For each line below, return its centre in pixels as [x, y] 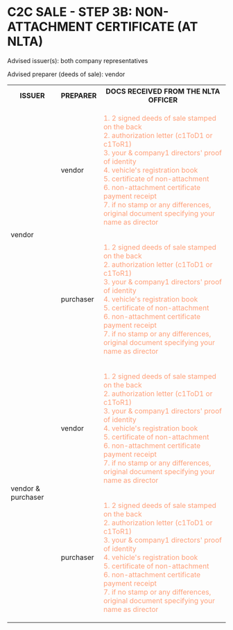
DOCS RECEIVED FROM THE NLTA [163, 91]
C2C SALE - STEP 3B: [70, 12]
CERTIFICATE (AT [147, 27]
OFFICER [163, 100]
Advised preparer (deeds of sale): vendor [66, 74]
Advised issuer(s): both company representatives [78, 60]
